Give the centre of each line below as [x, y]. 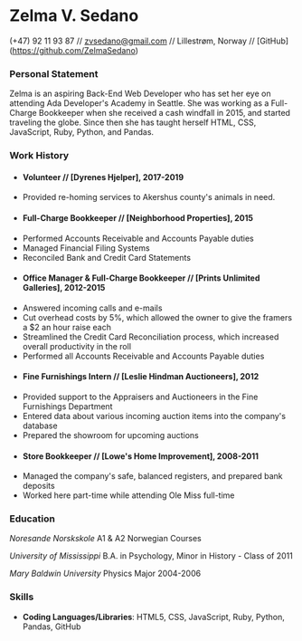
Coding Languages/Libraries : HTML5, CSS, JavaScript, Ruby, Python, [153, 617]
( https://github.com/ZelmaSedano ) [74, 50]
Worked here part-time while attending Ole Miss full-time [128, 495]
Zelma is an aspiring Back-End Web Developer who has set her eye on [140, 94]
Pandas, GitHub [52, 627]
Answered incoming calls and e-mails [92, 308]
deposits [39, 486]
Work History [39, 156]
